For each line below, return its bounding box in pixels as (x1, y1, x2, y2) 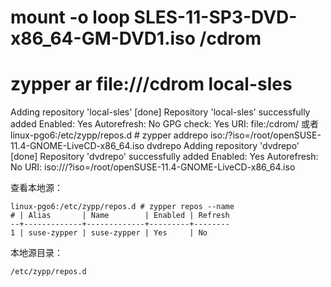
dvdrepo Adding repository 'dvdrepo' (146, 140, 300, 152)
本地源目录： (10, 247, 63, 259)
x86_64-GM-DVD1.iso (10, 27, 196, 50)
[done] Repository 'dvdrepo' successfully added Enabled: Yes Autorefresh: (10, 151, 319, 163)
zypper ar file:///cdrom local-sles (10, 73, 293, 96)
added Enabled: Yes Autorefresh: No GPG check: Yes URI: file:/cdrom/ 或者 (10, 118, 320, 130)
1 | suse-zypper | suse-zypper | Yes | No (10, 228, 208, 238)
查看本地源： (10, 182, 63, 194)
